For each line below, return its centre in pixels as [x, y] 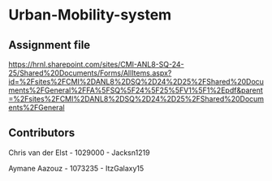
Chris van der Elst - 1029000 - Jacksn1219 [79, 153]
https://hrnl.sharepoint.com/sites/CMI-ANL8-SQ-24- [96, 64]
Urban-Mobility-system [90, 15]
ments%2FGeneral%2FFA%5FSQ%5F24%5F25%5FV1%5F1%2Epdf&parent [136, 90]
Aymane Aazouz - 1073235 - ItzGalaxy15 [76, 168]
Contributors [42, 133]
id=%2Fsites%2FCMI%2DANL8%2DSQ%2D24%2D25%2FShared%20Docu [136, 82]
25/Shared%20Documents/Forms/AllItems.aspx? [90, 73]
